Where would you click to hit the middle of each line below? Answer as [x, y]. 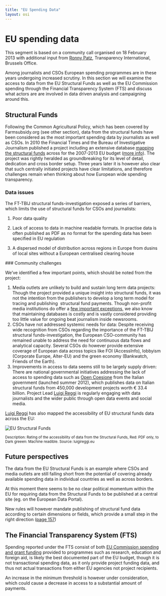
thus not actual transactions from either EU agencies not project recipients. [82, 568]
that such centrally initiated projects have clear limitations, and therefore [79, 169]
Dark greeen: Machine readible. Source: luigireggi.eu [50, 442]
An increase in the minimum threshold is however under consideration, [77, 578]
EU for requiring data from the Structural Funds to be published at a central [82, 494]
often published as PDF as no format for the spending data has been [82, 233]
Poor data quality [30, 218]
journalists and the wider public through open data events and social [82, 398]
